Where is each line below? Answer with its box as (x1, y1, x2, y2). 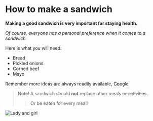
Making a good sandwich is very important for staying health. (5, 20, 138, 26)
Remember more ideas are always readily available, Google (5, 81, 129, 87)
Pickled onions (12, 60, 44, 66)
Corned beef (12, 66, 40, 72)
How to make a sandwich (5, 4, 112, 15)
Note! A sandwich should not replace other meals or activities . (17, 90, 148, 96)
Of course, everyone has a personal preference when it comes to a (5, 30, 146, 36)
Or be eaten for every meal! (30, 100, 88, 106)
